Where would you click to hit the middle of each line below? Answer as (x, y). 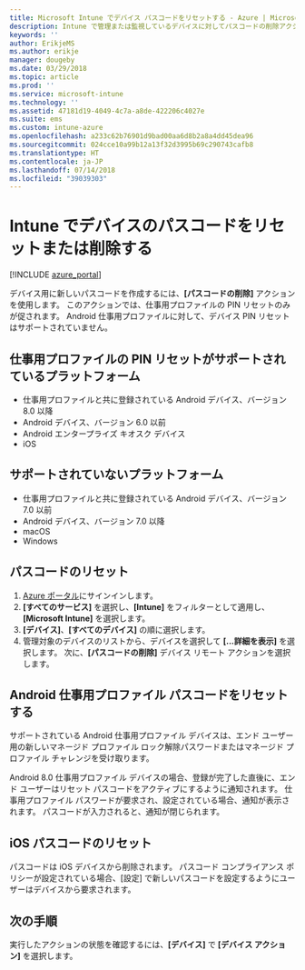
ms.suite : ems (36, 119)
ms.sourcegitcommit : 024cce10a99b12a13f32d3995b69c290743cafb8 (132, 145)
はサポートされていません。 (61, 327)
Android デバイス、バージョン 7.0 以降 (93, 521)
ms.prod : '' (32, 85)
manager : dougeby (42, 60)
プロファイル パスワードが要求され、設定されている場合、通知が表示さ (157, 800)
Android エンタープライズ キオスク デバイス (104, 434)
